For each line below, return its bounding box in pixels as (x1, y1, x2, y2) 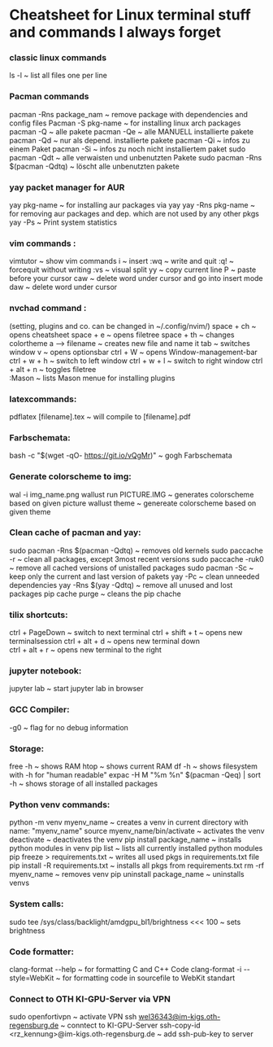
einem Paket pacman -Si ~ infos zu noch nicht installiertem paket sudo (9, 144, 246, 154)
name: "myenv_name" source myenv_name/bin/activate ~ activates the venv (9, 826, 265, 836)
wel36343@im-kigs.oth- (138, 1012, 221, 1022)
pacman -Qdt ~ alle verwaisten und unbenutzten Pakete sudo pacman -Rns (9, 152, 262, 162)
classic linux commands (9, 52, 107, 64)
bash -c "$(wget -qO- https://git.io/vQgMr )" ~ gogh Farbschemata (9, 450, 232, 461)
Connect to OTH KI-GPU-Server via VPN (9, 993, 171, 1005)
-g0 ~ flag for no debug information (9, 722, 129, 732)
